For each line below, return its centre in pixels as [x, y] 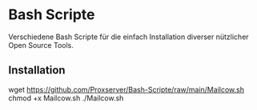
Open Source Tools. [41, 45]
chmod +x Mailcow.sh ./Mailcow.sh [66, 98]
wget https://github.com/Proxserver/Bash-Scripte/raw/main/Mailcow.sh [126, 89]
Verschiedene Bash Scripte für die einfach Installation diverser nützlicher [129, 37]
